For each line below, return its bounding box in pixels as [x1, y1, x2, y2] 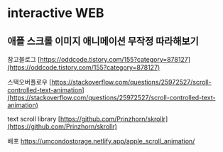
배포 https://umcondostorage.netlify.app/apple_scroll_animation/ [7, 137, 195, 145]
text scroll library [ [7, 115, 61, 123]
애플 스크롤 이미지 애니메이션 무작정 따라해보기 [7, 35, 199, 47]
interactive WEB [7, 5, 104, 21]
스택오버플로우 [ [7, 78, 52, 86]
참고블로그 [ [7, 55, 40, 63]
